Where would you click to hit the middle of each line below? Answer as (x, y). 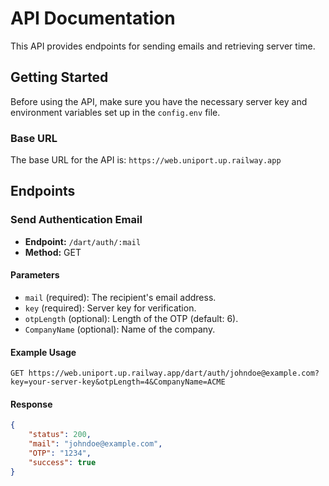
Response (31, 404)
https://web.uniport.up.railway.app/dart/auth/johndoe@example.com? (174, 373)
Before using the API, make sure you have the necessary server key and (159, 101)
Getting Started (59, 77)
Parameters (35, 275)
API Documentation (93, 18)
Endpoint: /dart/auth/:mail (83, 241)
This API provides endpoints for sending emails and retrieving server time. (163, 46)
